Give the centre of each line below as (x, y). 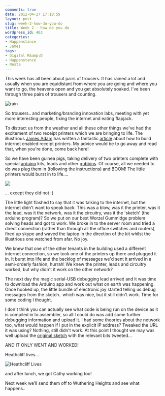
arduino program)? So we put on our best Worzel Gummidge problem (75, 218)
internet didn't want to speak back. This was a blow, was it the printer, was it (82, 208)
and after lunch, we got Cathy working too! (49, 374)
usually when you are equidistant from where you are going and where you (81, 84)
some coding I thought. (29, 300)
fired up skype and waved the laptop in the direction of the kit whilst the (78, 234)
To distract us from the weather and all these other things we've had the (78, 128)
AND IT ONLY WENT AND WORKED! (42, 345)
